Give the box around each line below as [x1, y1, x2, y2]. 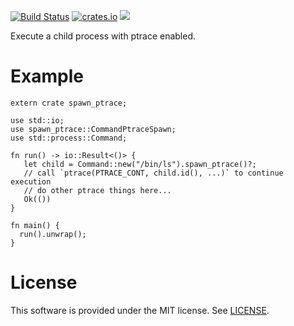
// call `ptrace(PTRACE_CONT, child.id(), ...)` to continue [23, 168, 284, 178]
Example [10, 65, 84, 88]
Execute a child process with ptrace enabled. [10, 30, 197, 42]
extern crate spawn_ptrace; [10, 98, 128, 108]
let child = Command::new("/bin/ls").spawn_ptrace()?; [23, 159, 257, 169]
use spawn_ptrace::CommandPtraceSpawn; [10, 124, 177, 134]
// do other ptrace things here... [23, 185, 172, 195]
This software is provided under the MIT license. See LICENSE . [10, 304, 270, 316]
